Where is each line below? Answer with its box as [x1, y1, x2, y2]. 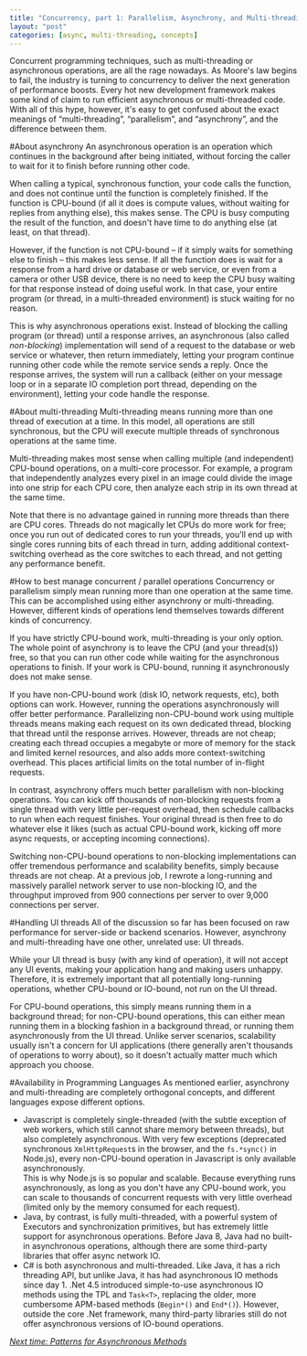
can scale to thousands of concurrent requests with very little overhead [22, 1192, 292, 1203]
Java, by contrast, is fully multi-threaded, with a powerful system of [22, 1212, 279, 1223]
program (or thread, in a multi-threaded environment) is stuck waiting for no [9, 294, 295, 304]
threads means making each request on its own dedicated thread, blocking [9, 719, 291, 730]
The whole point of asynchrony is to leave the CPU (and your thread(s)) [9, 642, 279, 654]
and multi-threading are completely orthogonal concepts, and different [9, 1087, 276, 1098]
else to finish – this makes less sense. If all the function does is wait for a [9, 254, 283, 265]
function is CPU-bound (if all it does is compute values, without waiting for [9, 198, 291, 208]
